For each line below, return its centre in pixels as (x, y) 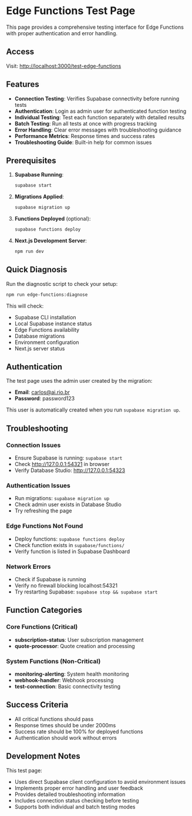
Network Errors (28, 567)
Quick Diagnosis (37, 270)
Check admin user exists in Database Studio (68, 505)
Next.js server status (40, 348)
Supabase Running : (39, 175)
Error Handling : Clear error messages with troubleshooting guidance (98, 130)
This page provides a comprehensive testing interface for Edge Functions (95, 27)
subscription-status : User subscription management (79, 640)
